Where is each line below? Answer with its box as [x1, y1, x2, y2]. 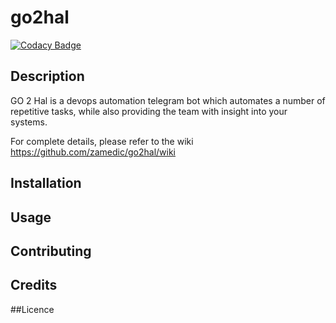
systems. [10, 116, 48, 128]
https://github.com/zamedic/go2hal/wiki [10, 146, 176, 158]
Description [10, 68, 85, 85]
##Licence [10, 303, 55, 315]
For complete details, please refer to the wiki [10, 135, 194, 147]
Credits [10, 277, 58, 294]
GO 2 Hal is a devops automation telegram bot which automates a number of [10, 94, 326, 106]
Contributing [10, 242, 92, 260]
